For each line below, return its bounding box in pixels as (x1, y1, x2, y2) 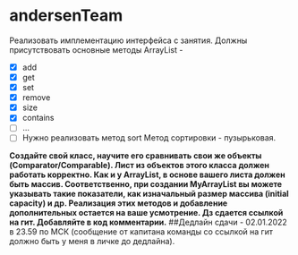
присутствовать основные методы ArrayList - (9, 44, 183, 55)
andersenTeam (9, 5, 123, 26)
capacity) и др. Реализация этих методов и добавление (9, 198, 228, 208)
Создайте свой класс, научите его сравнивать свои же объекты (9, 150, 262, 161)
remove (21, 92, 51, 103)
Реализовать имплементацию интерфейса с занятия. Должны (9, 35, 248, 46)
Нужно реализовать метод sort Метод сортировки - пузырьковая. (21, 132, 277, 143)
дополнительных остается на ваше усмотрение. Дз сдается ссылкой (9, 208, 284, 218)
